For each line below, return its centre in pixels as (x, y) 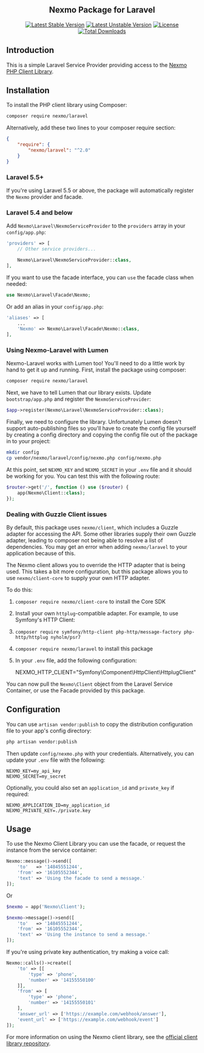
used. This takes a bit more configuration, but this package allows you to (97, 571)
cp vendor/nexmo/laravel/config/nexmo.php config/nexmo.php (84, 458)
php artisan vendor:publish (42, 742)
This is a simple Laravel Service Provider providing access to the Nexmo (97, 65)
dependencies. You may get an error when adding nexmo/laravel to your (97, 547)
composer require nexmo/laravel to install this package (84, 648)
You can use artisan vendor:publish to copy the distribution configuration (100, 724)
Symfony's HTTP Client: (45, 620)
